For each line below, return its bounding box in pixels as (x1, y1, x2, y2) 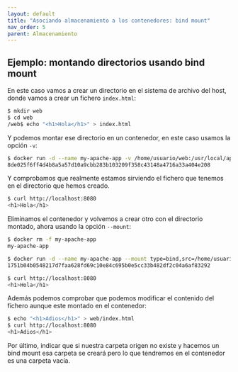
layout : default (7, 10, 55, 18)
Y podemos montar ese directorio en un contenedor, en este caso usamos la (7, 133, 231, 142)
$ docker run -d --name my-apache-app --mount (7, 255, 147, 262)
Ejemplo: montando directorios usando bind (7, 56, 205, 68)
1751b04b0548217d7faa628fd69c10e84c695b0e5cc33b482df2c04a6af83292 (7, 261, 211, 269)
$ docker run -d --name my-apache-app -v (7, 154, 132, 162)
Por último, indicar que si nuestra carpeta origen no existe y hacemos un (7, 342, 220, 350)
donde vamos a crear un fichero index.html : (7, 94, 137, 103)
